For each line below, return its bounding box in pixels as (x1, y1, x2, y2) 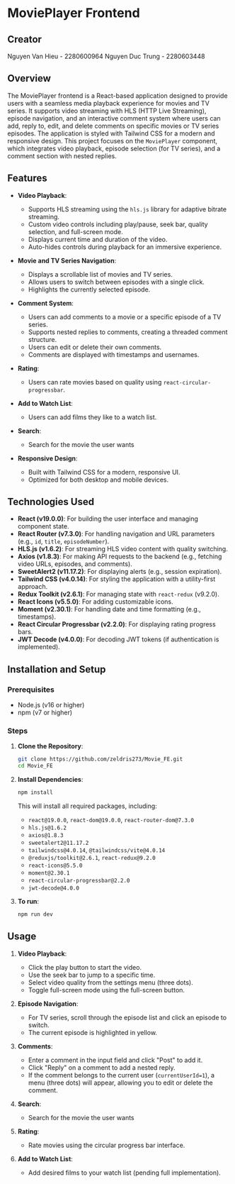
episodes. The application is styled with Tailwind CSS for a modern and (7, 129, 215, 138)
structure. (28, 335, 57, 343)
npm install (17, 789, 53, 796)
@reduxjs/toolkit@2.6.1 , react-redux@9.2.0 (28, 853, 156, 862)
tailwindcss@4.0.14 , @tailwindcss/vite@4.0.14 (28, 846, 166, 854)
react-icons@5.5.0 (28, 862, 83, 870)
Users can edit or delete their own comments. (28, 343, 162, 351)
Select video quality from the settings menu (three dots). (28, 978, 193, 987)
